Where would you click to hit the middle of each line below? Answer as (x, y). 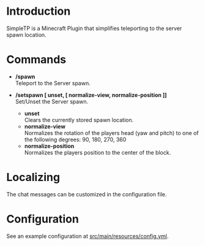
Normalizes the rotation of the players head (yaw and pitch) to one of (111, 133)
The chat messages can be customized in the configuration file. (87, 194)
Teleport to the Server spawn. (53, 83)
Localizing (33, 178)
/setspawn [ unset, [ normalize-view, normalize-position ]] (91, 95)
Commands (36, 60)
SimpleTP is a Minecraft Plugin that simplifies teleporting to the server (94, 28)
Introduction (39, 11)
